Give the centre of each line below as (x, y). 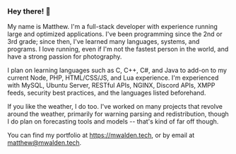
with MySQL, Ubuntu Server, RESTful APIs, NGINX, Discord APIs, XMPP (111, 85)
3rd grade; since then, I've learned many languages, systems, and (104, 42)
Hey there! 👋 (29, 11)
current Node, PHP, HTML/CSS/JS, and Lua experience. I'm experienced (113, 78)
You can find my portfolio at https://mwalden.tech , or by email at (101, 135)
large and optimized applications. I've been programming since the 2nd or (115, 34)
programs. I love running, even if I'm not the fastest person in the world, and (118, 49)
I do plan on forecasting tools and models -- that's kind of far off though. (113, 122)
